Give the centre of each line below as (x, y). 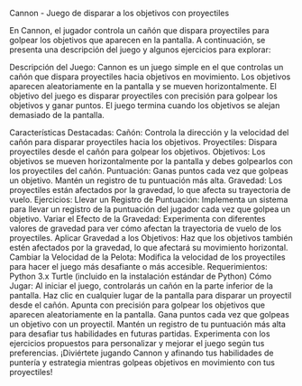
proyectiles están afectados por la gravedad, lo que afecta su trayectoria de (150, 190)
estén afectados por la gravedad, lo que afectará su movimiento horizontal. (149, 248)
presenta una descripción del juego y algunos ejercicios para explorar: (140, 50)
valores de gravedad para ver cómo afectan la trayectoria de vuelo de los (146, 228)
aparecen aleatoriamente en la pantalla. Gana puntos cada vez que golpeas (150, 314)
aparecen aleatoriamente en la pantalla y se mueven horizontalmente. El (143, 86)
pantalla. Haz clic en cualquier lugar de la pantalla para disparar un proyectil (151, 295)
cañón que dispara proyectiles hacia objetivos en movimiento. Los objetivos (150, 77)
